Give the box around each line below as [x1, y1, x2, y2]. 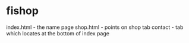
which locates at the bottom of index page [6, 29, 110, 37]
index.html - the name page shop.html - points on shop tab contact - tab [6, 24, 184, 31]
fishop [6, 4, 39, 18]
